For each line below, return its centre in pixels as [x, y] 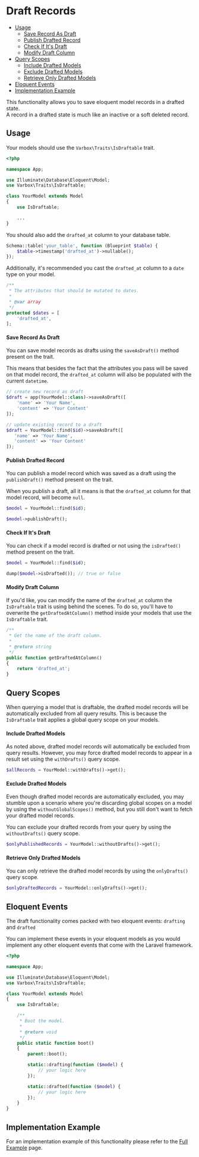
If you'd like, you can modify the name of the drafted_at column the [89, 600]
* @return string [30, 647]
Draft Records [41, 11]
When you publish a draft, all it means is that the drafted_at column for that [99, 491]
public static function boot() [56, 1043]
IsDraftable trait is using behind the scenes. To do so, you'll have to [90, 606]
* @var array [25, 302]
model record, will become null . [45, 498]
